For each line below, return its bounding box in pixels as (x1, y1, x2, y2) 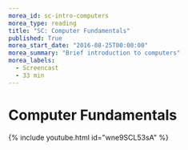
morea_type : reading (8, 19, 78, 27)
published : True (8, 34, 62, 43)
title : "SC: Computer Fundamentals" (8, 26, 130, 34)
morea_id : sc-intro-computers (8, 11, 110, 20)
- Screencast (15, 64, 59, 72)
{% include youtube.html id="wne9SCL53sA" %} (8, 132, 170, 142)
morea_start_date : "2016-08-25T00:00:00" (8, 42, 149, 50)
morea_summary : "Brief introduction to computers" (8, 49, 181, 57)
